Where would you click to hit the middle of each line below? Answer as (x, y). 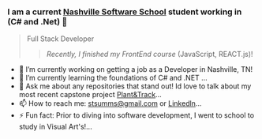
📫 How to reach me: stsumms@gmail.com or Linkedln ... (110, 103)
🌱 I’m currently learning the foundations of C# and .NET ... (113, 78)
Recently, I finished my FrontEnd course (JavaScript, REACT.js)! (150, 54)
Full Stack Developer (60, 39)
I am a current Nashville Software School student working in (125, 12)
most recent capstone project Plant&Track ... (90, 95)
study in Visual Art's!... (55, 127)
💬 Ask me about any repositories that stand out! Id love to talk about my (135, 86)
